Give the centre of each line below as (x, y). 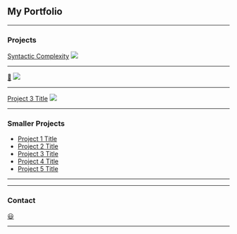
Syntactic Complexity (38, 57)
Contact (22, 201)
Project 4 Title (38, 161)
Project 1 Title (37, 139)
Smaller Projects (36, 124)
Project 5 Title (38, 169)
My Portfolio (35, 12)
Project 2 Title (38, 146)
